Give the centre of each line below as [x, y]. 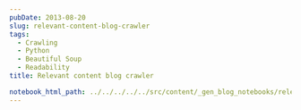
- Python [34, 51]
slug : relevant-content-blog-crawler [80, 26]
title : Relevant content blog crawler [82, 76]
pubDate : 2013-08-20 [48, 17]
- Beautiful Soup [50, 59]
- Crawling [38, 42]
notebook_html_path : [48, 92]
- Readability [43, 68]
